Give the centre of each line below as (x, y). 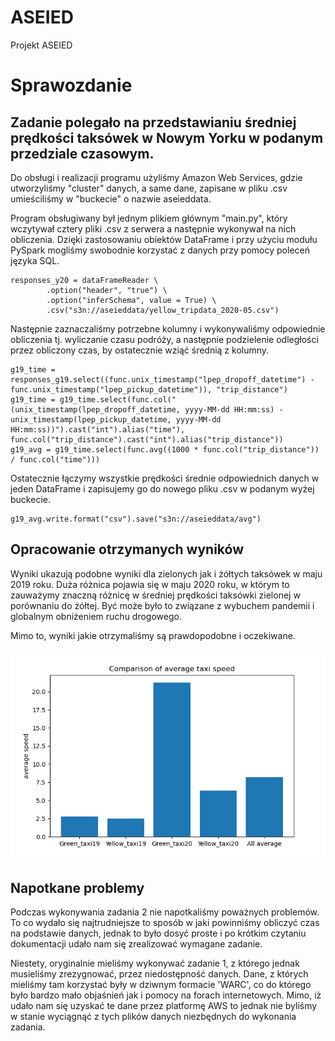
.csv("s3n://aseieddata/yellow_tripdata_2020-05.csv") (163, 310)
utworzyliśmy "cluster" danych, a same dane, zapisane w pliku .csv (149, 188)
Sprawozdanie (71, 85)
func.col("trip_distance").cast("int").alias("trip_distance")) (147, 439)
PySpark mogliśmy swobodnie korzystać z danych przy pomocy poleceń (160, 250)
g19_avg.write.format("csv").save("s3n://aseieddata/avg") (136, 519)
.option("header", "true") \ (107, 290)
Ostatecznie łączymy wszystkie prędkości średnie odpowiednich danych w (165, 478)
